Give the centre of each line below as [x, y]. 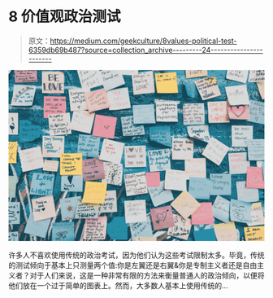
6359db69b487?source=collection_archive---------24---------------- [146, 50]
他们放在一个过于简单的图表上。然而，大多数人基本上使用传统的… [119, 285]
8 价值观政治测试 [65, 17]
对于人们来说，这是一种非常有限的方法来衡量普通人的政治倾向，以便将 [147, 275]
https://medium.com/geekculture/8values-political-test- [143, 41]
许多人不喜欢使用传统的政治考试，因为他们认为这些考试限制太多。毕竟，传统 [136, 255]
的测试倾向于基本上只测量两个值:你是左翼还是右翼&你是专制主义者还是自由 [133, 265]
